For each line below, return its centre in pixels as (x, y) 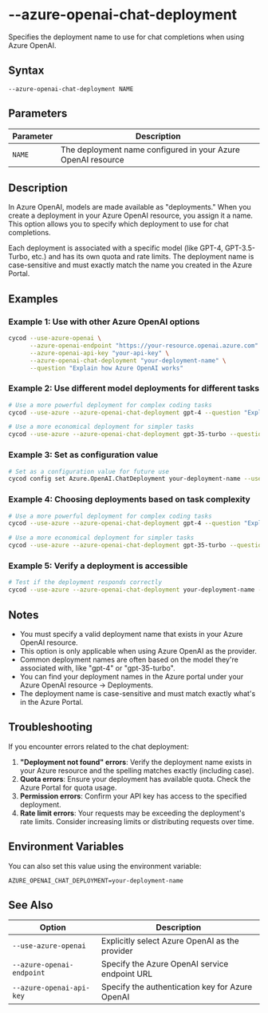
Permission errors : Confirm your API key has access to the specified (133, 796)
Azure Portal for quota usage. (68, 787)
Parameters (38, 114)
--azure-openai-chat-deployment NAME (71, 89)
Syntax (26, 71)
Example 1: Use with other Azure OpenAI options (104, 322)
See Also (31, 905)
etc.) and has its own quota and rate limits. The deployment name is (143, 257)
